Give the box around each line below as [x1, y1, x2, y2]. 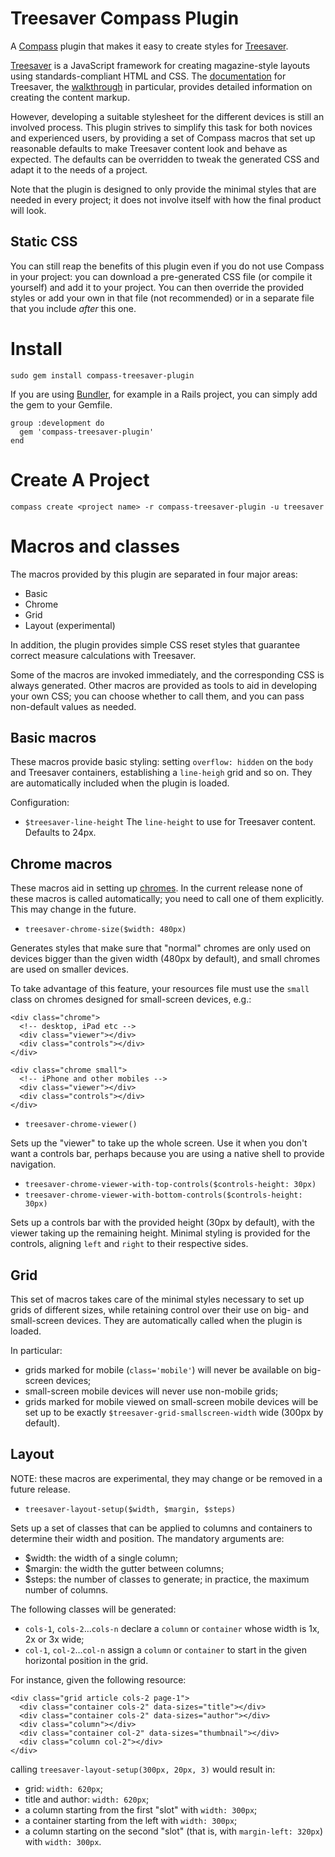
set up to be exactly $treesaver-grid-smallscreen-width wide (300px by [24, 1407, 324, 1418]
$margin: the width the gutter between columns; [24, 1562, 225, 1574]
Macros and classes [10, 535, 181, 557]
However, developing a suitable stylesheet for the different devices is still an [10, 110, 325, 122]
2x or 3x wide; [24, 1633, 85, 1645]
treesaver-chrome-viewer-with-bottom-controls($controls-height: [24, 1190, 303, 1201]
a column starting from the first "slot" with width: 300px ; [24, 1803, 258, 1816]
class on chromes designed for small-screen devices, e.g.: [10, 993, 252, 1006]
